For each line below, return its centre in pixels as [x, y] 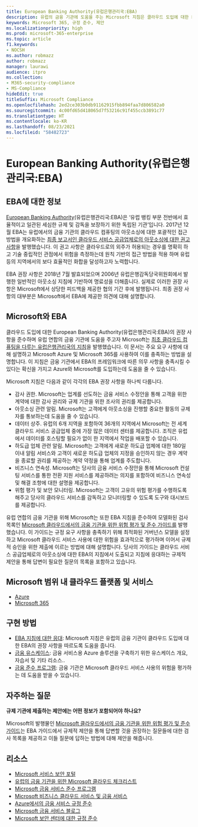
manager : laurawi [27, 66]
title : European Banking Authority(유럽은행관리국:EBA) [72, 12]
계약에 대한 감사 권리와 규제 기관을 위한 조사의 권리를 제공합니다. [88, 401]
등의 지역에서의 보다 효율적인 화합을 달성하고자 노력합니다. [73, 261]
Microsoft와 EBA [37, 317]
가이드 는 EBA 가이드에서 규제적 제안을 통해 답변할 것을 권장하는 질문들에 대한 [94, 731]
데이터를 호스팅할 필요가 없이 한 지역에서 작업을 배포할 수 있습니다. [102, 438]
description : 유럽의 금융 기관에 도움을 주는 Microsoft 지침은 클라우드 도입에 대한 [98, 17]
